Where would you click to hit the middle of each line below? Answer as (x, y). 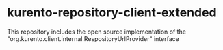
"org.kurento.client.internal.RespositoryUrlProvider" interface (93, 38)
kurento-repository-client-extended (112, 13)
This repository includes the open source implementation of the (97, 32)
